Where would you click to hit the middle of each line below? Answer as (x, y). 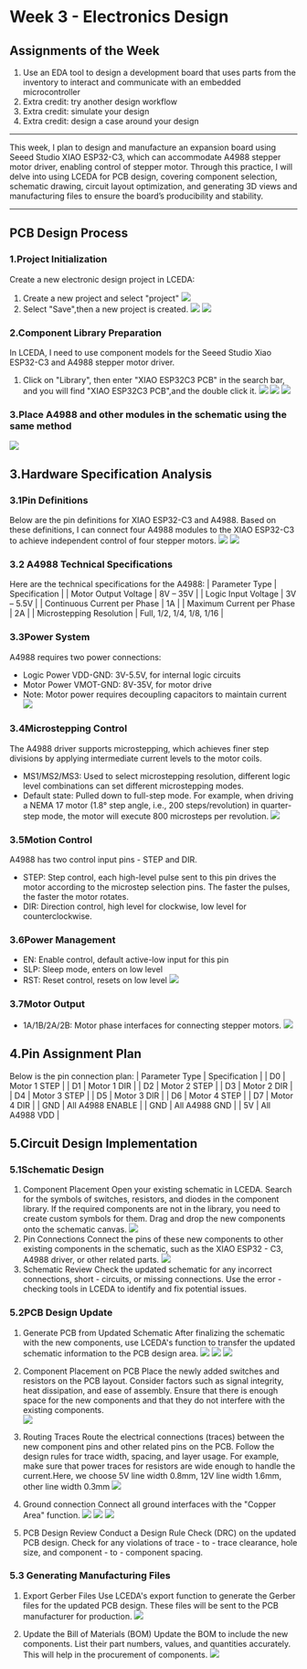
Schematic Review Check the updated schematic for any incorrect (147, 1269)
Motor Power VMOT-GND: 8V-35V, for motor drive (117, 684)
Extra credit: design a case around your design (111, 121)
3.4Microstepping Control (69, 729)
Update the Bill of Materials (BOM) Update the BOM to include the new (155, 1633)
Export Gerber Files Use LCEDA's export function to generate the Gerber (159, 1595)
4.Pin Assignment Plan (75, 1054)
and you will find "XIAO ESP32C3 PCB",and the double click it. (140, 391)
